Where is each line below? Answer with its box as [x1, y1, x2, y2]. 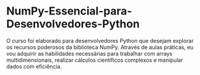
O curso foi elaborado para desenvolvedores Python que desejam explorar [6, 37, 194, 44]
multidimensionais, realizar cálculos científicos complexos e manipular [6, 56, 184, 64]
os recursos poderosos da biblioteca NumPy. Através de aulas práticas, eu [6, 44, 194, 51]
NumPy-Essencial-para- [6, 4, 132, 18]
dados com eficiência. [6, 62, 62, 70]
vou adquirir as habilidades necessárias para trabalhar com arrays [6, 50, 173, 57]
